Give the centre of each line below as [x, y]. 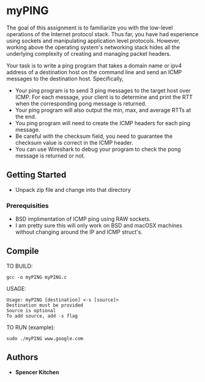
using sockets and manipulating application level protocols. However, [93, 40]
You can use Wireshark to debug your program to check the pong [98, 149]
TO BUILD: [20, 266]
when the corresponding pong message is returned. [81, 103]
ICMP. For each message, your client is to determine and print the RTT [104, 97]
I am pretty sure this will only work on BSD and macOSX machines [99, 226]
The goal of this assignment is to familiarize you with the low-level [90, 28]
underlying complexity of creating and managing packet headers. [89, 53]
